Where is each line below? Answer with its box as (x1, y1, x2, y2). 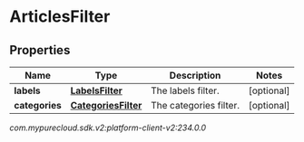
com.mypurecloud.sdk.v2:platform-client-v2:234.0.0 (9, 122, 207, 133)
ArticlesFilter (9, 6, 111, 27)
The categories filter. (151, 99, 240, 111)
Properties (9, 43, 71, 58)
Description (169, 70, 221, 81)
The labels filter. (151, 84, 220, 97)
